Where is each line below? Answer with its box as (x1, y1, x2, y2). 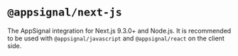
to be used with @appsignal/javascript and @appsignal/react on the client (7, 34, 225, 43)
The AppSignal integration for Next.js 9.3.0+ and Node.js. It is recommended (7, 26, 232, 35)
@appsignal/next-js (7, 6, 122, 19)
